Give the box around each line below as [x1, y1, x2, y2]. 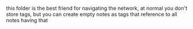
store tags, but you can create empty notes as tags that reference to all [6, 11, 177, 18]
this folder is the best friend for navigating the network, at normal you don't [6, 5, 188, 11]
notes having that [6, 17, 48, 23]
